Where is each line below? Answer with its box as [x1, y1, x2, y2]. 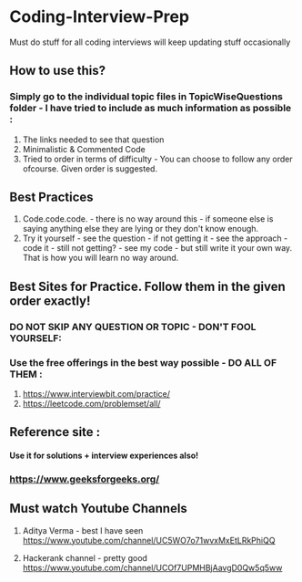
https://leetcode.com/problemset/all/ [22, 399, 161, 410]
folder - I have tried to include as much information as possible [9, 102, 292, 115]
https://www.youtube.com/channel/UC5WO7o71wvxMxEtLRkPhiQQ [22, 535, 276, 546]
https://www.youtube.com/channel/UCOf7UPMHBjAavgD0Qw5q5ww [22, 562, 283, 573]
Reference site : [9, 424, 101, 440]
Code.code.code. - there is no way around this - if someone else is [22, 213, 274, 224]
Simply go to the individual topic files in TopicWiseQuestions [9, 90, 284, 103]
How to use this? [9, 63, 106, 78]
